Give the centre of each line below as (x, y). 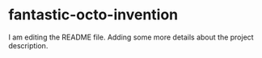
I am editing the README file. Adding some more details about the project (131, 37)
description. (28, 45)
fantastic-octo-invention (93, 15)
